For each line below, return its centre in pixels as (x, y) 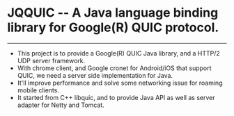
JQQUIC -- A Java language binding (113, 13)
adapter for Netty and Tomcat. (61, 105)
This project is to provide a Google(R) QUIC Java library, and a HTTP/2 (119, 53)
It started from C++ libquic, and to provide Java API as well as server (116, 97)
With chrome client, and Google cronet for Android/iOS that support (114, 68)
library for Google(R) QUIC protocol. (113, 27)
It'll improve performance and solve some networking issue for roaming (120, 83)
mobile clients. (38, 90)
